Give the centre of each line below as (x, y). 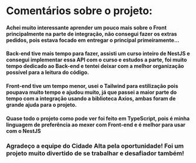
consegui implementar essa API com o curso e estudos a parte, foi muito (97, 60)
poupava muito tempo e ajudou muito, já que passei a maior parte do (92, 92)
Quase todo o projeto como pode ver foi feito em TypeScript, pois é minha (98, 118)
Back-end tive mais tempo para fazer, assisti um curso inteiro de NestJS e (98, 54)
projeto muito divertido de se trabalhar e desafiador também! (95, 154)
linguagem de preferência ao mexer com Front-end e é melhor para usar (96, 125)
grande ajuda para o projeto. (41, 105)
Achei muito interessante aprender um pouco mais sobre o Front (86, 27)
